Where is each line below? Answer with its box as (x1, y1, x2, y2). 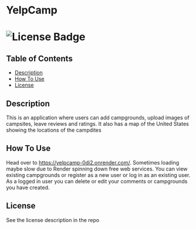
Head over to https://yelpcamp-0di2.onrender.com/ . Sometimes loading (6, 159, 180, 166)
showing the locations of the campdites (6, 127, 102, 134)
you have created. (6, 184, 50, 191)
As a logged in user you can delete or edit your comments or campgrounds (6, 177, 188, 184)
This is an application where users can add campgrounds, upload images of (6, 114, 190, 121)
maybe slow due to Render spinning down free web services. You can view (6, 165, 188, 172)
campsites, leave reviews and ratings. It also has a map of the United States (6, 121, 189, 127)
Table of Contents (6, 53, 73, 63)
